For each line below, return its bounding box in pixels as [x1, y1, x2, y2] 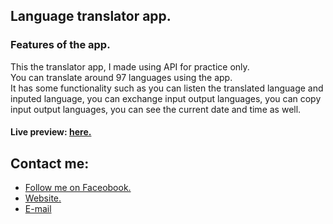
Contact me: [10, 155, 90, 172]
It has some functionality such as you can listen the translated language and [10, 82, 324, 94]
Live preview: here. [10, 126, 92, 138]
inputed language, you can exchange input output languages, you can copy [10, 92, 322, 104]
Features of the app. [10, 38, 111, 52]
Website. [24, 192, 62, 204]
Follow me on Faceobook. [24, 182, 132, 194]
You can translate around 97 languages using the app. [10, 71, 233, 83]
